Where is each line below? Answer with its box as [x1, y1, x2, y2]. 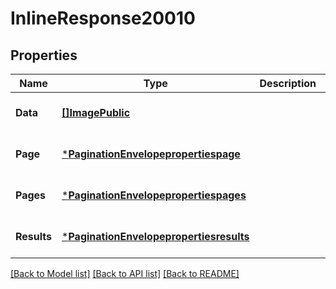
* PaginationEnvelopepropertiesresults [61, 230, 250, 243]
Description [259, 77, 317, 90]
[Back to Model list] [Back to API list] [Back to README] [10, 268, 240, 279]
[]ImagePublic [61, 106, 131, 119]
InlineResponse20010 [10, 7, 196, 30]
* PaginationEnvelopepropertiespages [61, 188, 247, 202]
